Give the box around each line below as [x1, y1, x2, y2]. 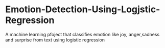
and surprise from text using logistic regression [5, 37, 105, 43]
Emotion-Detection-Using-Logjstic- [5, 4, 160, 15]
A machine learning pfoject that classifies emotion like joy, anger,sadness [5, 31, 160, 37]
